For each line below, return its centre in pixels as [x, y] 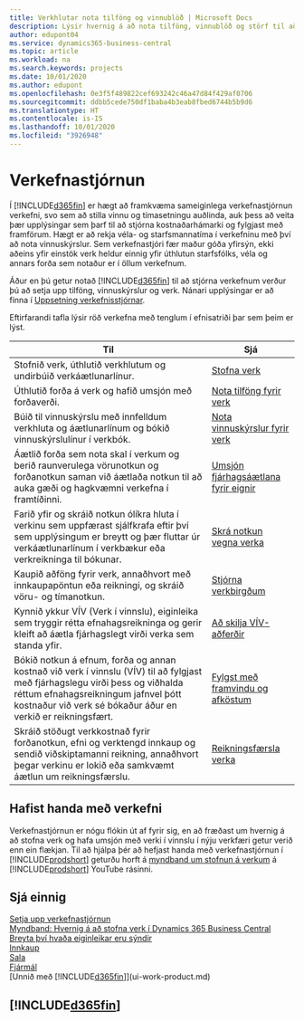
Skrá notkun [237, 530]
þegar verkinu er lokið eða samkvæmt [94, 765]
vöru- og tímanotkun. [60, 596]
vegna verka [237, 542]
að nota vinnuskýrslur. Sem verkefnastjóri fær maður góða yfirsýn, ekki [142, 243]
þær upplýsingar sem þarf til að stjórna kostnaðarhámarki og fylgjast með [146, 224]
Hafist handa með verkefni [86, 809]
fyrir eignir [233, 488]
